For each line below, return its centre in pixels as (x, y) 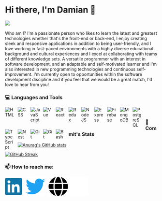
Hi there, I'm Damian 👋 (50, 10)
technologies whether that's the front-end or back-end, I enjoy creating (76, 38)
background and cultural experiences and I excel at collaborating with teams (81, 54)
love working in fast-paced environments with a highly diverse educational (79, 48)
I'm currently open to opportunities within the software (88, 74)
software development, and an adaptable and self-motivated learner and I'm (81, 64)
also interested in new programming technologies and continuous (70, 69)
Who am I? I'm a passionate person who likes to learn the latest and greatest (81, 33)
